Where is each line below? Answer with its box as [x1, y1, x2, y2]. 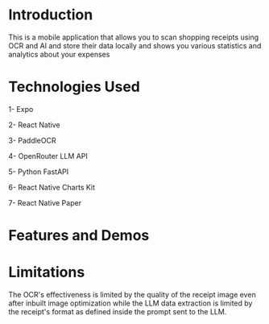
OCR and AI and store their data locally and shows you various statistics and [8, 40, 262, 50]
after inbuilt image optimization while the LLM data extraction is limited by [8, 298, 253, 308]
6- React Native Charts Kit [8, 182, 95, 192]
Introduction [8, 6, 93, 24]
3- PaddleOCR [8, 135, 56, 145]
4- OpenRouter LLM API [8, 151, 89, 160]
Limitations [8, 264, 85, 281]
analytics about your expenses [8, 49, 110, 59]
